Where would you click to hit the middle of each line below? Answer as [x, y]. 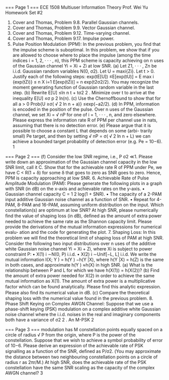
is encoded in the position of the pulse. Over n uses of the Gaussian [83, 109]
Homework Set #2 [24, 13]
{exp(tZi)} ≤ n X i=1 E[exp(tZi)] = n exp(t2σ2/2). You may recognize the [86, 82]
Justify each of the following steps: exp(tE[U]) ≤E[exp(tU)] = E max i [83, 77]
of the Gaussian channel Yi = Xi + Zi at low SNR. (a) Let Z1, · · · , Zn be [84, 66]
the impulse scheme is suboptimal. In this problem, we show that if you [86, 50]
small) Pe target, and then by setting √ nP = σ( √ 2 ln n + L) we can [81, 136]
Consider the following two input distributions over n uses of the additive [80, 243]
